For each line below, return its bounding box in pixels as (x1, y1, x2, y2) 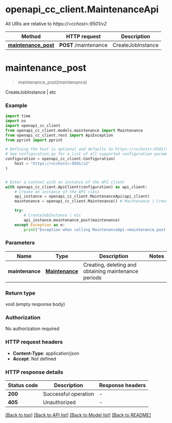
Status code (8, 382, 38, 389)
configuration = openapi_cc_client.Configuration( (5, 156, 116, 161)
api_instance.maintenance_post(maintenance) (24, 217, 120, 223)
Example (5, 102, 28, 109)
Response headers (99, 382, 146, 389)
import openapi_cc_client (5, 123, 60, 128)
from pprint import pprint (5, 137, 63, 142)
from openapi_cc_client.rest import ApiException (5, 133, 114, 138)
